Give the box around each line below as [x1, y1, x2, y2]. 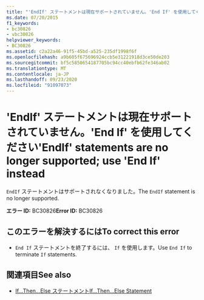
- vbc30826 [6, 32, 34, 38]
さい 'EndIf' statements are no [17, 141, 169, 155]
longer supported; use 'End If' [6, 154, 161, 168]
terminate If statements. [15, 250, 77, 258]
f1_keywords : [6, 20, 39, 26]
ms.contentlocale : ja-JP [6, 71, 69, 77]
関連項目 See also [6, 270, 72, 280]
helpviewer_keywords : [6, 37, 61, 43]
